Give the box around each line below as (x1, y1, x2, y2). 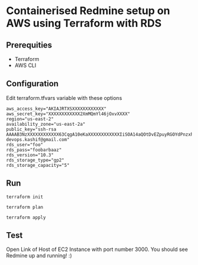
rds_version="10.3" (6, 152, 54, 158)
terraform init (6, 194, 44, 200)
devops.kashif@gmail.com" (6, 136, 70, 142)
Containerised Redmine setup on (6, 4, 170, 18)
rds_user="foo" (6, 142, 44, 147)
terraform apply (6, 214, 46, 220)
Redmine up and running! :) (6, 252, 72, 259)
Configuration (6, 79, 59, 89)
